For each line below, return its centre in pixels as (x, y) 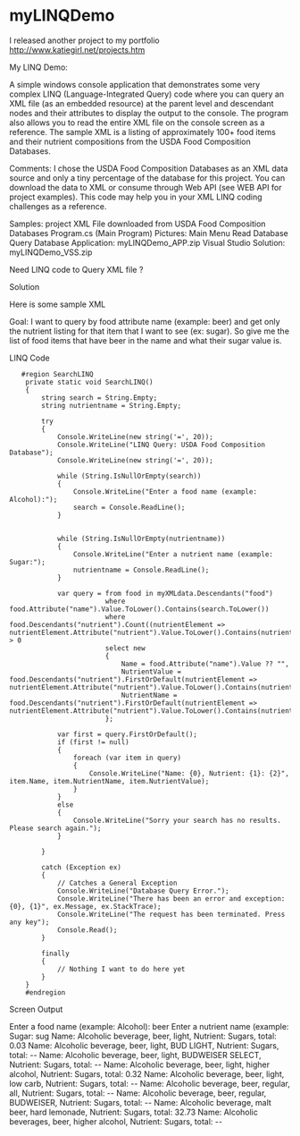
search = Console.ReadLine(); (129, 507)
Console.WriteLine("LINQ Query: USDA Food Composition (161, 445)
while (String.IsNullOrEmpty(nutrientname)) (141, 538)
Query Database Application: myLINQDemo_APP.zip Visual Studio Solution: (147, 242)
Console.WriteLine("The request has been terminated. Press (171, 914)
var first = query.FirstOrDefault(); (127, 734)
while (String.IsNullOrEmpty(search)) (129, 476)
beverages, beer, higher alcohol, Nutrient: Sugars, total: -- (116, 1121)
